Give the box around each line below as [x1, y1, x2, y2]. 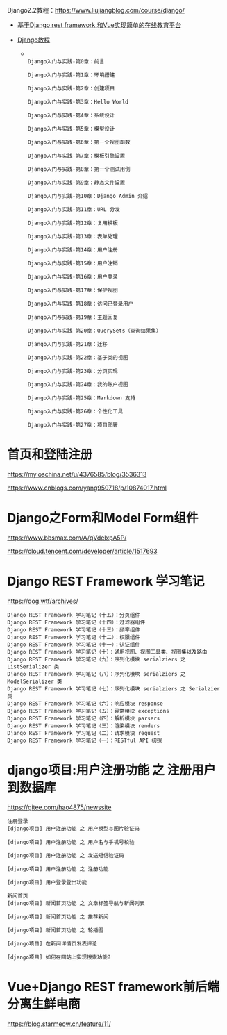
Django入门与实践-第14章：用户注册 [27, 247, 118, 254]
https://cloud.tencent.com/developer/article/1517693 [7, 547, 158, 555]
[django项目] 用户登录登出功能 [7, 879, 87, 886]
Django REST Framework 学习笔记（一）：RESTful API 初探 [7, 737, 162, 744]
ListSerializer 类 [7, 663, 60, 670]
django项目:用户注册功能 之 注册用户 [7, 763, 217, 778]
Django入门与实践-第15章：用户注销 [27, 260, 118, 267]
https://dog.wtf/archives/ [7, 597, 78, 605]
